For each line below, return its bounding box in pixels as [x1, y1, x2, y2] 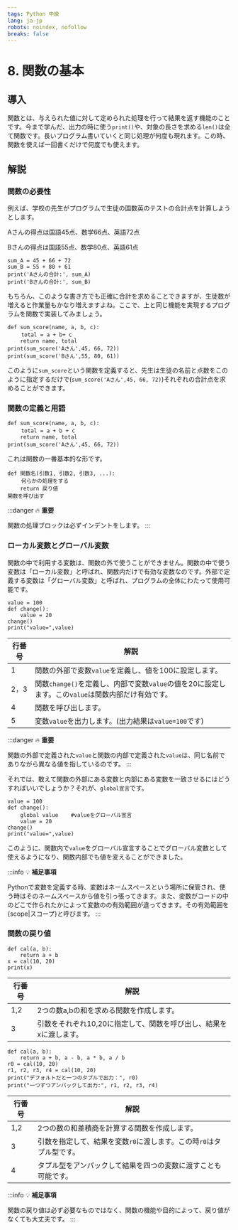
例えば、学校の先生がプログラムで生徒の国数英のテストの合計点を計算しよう [7, 203, 231, 212]
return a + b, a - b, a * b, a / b [20, 1054, 125, 1061]
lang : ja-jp [7, 17, 42, 24]
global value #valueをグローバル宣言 [20, 811, 132, 818]
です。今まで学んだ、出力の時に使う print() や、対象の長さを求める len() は [7, 122, 225, 132]
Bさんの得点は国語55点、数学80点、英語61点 [7, 242, 139, 251]
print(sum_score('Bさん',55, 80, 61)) [7, 353, 120, 360]
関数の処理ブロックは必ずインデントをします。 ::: [7, 521, 151, 530]
